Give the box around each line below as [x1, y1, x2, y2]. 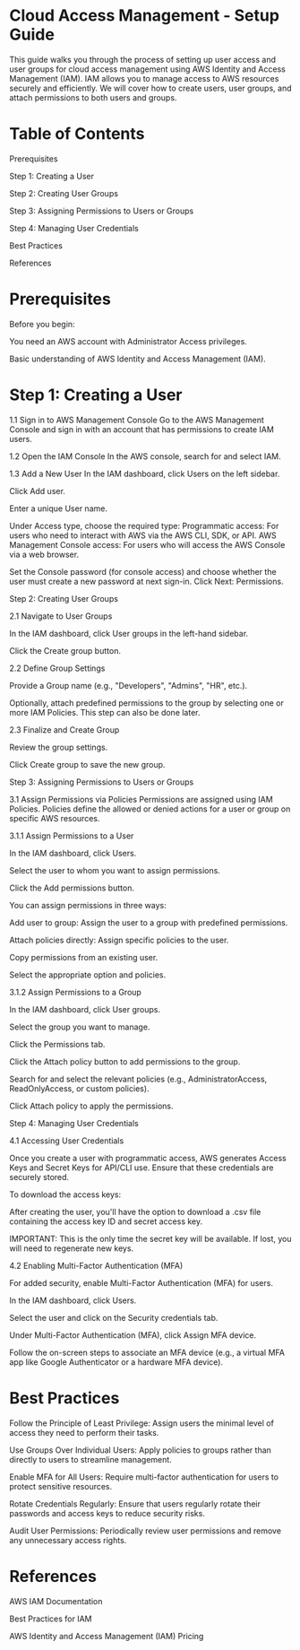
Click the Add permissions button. [9, 882, 134, 893]
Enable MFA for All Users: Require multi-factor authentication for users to [9, 1472, 279, 1482]
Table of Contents [9, 124, 145, 144]
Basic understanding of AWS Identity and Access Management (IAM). [9, 353, 266, 364]
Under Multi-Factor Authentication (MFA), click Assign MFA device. [9, 1329, 257, 1341]
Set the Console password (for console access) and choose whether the [9, 566, 277, 577]
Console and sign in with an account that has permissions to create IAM [9, 423, 275, 435]
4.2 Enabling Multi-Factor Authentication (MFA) [9, 1260, 184, 1271]
